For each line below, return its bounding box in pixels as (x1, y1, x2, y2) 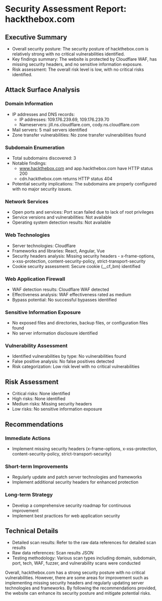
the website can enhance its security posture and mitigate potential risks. (5, 590, 151, 596)
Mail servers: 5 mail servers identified (12, 127, 87, 133)
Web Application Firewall (5, 275, 65, 282)
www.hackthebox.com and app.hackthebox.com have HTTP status (19, 165, 153, 171)
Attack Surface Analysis (5, 86, 80, 94)
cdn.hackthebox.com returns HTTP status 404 (19, 176, 113, 182)
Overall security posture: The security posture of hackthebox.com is (12, 46, 149, 51)
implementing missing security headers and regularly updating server (5, 580, 144, 586)
